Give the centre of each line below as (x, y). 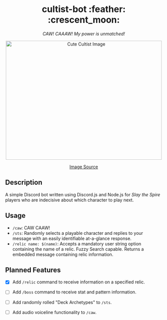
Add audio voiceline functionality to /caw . (54, 312)
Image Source (84, 167)
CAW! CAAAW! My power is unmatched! (84, 34)
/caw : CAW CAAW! (31, 228)
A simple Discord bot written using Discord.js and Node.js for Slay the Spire (83, 194)
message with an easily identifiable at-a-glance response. (72, 238)
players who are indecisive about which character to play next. (70, 200)
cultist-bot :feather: (84, 9)
